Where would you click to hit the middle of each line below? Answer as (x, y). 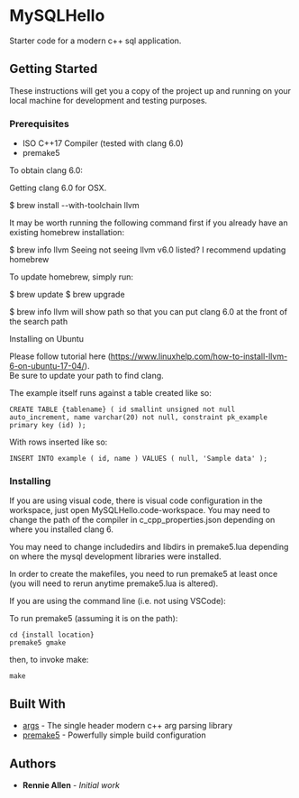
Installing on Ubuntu (46, 339)
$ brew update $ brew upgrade (67, 295)
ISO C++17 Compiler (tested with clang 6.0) (103, 143)
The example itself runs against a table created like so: (110, 393)
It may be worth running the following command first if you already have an (149, 223)
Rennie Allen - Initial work (71, 784)
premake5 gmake (38, 643)
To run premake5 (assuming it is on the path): (94, 619)
